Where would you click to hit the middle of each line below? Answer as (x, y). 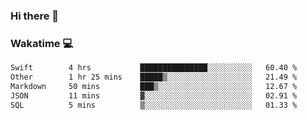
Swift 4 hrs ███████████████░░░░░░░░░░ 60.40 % (154, 68)
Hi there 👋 (35, 16)
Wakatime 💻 (42, 43)
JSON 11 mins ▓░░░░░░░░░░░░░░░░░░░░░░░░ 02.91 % (154, 95)
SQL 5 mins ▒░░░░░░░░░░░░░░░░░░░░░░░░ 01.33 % (154, 105)
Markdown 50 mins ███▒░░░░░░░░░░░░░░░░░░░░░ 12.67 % (154, 86)
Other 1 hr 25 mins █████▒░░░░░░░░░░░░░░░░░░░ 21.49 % (154, 77)
